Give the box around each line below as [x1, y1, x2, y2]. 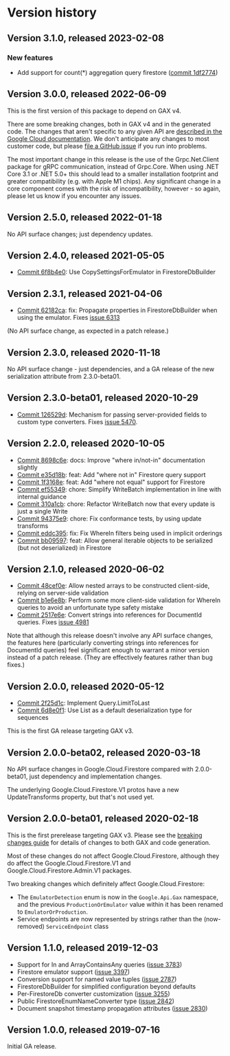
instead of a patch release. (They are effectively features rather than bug [7, 653, 213, 661]
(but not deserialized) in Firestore [16, 543, 112, 551]
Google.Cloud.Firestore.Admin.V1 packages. [7, 866, 132, 874]
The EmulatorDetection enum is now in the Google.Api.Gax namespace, [16, 892, 218, 901]
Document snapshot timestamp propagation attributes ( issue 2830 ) [16, 1004, 208, 1012]
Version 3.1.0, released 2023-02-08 [7, 32, 165, 44]
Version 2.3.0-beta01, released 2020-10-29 [7, 392, 199, 404]
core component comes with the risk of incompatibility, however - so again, [7, 184, 221, 192]
